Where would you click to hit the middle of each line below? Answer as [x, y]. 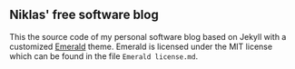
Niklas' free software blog [84, 15]
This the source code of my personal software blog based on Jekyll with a [148, 36]
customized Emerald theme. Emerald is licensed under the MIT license [141, 46]
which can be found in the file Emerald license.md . [103, 56]
